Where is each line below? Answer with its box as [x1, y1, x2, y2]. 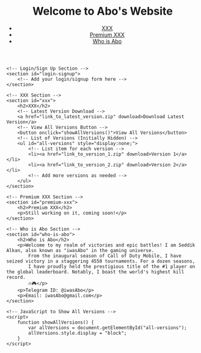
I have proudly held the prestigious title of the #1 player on [28, 263, 196, 270]
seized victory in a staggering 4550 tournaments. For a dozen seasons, [6, 258, 196, 264]
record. [6, 274, 26, 280]
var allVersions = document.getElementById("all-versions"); [28, 324, 188, 331]
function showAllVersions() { [17, 319, 95, 325]
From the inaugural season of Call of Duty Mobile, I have [28, 253, 182, 259]
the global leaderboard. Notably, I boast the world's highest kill [6, 269, 185, 275]
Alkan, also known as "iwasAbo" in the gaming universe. [6, 247, 155, 253]
